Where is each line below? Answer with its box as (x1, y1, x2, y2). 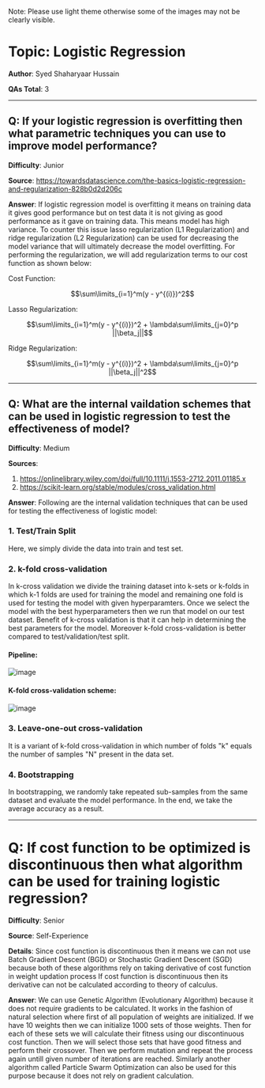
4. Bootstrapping (8, 769, 74, 780)
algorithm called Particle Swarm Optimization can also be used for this (8, 1063, 237, 1072)
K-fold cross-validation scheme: (8, 685, 117, 695)
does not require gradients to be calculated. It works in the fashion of (8, 1004, 233, 1014)
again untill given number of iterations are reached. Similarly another (8, 1054, 231, 1063)
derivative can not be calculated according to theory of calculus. (8, 980, 218, 990)
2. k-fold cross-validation (8, 563, 108, 574)
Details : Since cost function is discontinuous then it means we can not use (8, 946, 251, 956)
